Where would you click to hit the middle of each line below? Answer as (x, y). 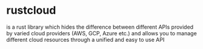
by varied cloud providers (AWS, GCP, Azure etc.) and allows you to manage (101, 33)
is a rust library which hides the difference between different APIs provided (100, 27)
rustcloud (31, 10)
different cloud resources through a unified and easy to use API (85, 39)
